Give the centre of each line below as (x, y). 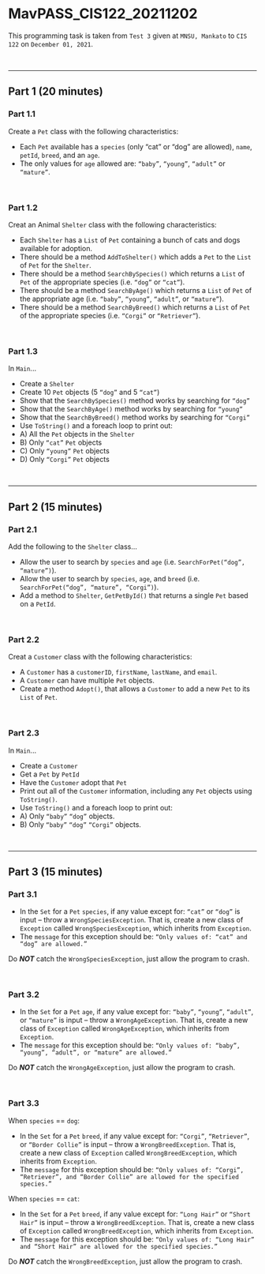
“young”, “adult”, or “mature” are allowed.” (95, 1053)
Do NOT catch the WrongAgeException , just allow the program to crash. (122, 1068)
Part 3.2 (24, 994)
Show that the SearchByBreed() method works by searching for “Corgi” (135, 417)
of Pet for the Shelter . (56, 265)
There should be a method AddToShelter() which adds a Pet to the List (135, 257)
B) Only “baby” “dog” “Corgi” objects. (80, 824)
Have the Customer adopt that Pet (73, 782)
